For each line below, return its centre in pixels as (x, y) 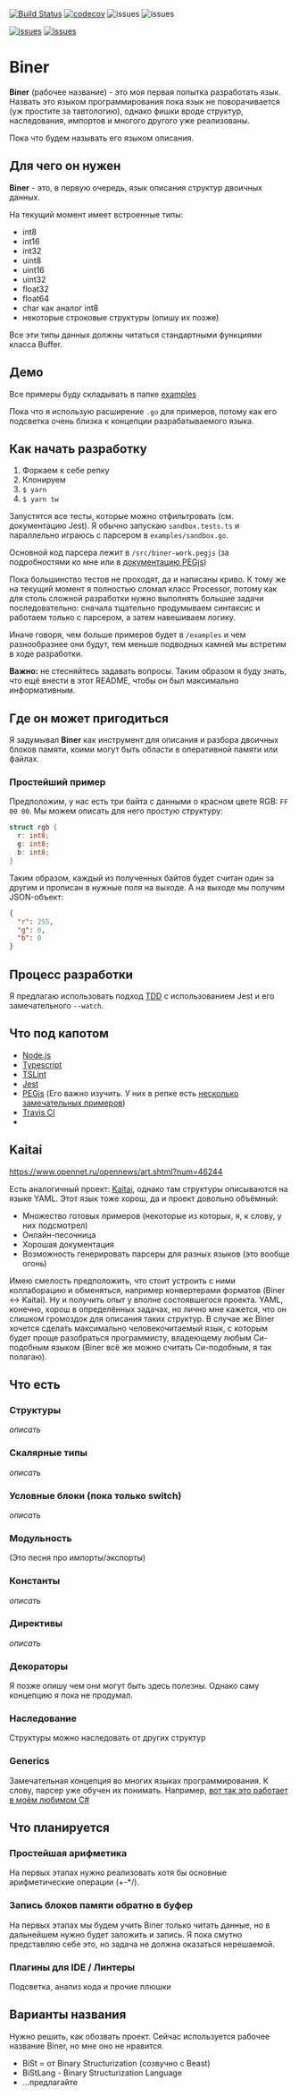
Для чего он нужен (65, 166)
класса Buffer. (36, 344)
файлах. (25, 759)
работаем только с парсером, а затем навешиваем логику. (123, 618)
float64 (36, 298)
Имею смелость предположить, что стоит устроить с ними (123, 1281)
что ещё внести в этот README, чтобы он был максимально (124, 681)
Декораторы (39, 1666)
